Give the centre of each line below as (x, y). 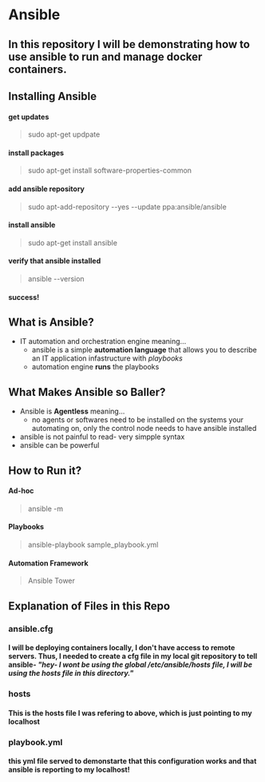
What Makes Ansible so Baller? (87, 392)
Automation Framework (49, 563)
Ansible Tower (51, 581)
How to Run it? (45, 471)
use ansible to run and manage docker (105, 56)
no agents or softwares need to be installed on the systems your (138, 420)
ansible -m (45, 509)
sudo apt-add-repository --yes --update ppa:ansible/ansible (127, 206)
